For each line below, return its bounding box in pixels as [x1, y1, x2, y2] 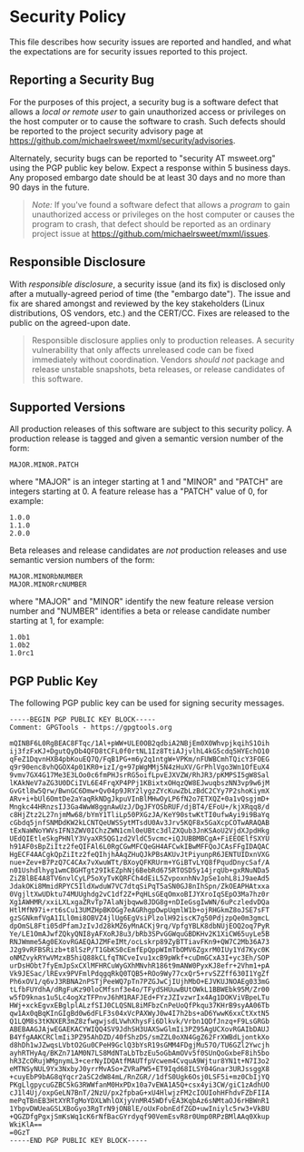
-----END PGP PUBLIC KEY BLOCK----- [9, 1137, 148, 1146]
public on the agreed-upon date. [9, 317, 132, 328]
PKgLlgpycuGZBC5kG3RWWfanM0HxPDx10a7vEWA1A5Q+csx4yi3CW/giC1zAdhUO [9, 1080, 270, 1090]
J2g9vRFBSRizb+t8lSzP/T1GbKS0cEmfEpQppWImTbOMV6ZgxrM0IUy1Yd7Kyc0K [9, 946, 270, 955]
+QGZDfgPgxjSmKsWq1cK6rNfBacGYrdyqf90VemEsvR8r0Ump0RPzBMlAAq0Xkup [9, 1112, 270, 1122]
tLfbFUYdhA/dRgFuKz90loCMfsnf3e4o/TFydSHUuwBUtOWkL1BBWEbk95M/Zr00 [9, 985, 270, 995]
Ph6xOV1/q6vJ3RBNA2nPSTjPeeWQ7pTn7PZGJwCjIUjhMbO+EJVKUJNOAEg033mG [9, 978, 270, 987]
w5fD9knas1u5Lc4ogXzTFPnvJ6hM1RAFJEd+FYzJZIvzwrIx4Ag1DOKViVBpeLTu [9, 993, 270, 1002]
